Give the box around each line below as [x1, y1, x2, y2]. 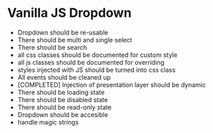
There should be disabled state [17, 95, 108, 103]
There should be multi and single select [17, 35, 133, 44]
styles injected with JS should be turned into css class [17, 65, 176, 74]
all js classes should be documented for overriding [17, 58, 164, 66]
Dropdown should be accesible [17, 110, 109, 119]
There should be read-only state [17, 103, 111, 111]
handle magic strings [17, 118, 79, 126]
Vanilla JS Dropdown [7, 5, 132, 21]
